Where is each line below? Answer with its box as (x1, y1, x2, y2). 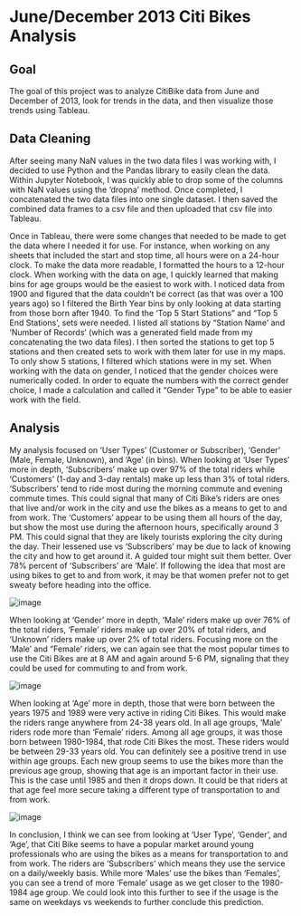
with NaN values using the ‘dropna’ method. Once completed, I (9, 184, 243, 195)
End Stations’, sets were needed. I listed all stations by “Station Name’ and (9, 317, 286, 328)
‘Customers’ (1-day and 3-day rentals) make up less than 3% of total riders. (9, 473, 291, 484)
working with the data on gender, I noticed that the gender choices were (9, 365, 278, 376)
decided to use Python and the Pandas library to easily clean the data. (9, 165, 271, 176)
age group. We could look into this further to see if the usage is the (30, 886, 278, 898)
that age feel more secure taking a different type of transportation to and (9, 784, 280, 795)
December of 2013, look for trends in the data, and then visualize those (9, 95, 274, 106)
